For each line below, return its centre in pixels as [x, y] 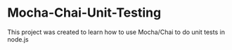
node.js [18, 39]
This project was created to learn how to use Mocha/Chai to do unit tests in [116, 32]
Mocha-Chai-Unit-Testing [84, 13]
